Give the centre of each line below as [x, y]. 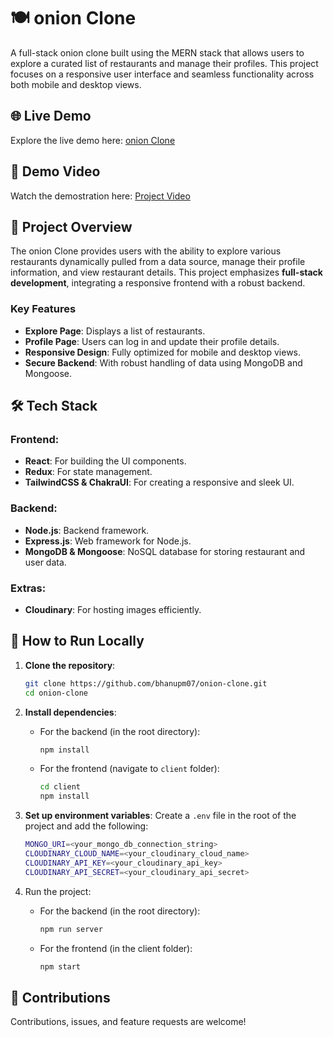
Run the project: [58, 891]
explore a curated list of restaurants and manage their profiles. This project [164, 63]
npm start [60, 966]
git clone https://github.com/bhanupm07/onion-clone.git [146, 683]
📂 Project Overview [71, 226]
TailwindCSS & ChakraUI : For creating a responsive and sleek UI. [159, 482]
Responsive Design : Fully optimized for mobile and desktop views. [163, 352]
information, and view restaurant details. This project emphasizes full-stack [166, 272]
